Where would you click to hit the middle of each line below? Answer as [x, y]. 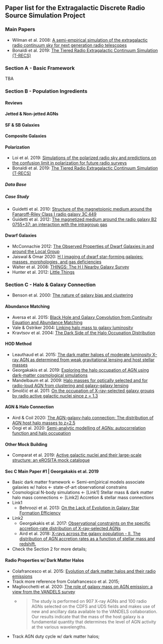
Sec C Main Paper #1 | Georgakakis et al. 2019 [52, 471]
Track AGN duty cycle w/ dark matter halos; [56, 636]
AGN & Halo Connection [30, 407]
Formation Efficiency [40, 513]
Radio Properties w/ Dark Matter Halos [44, 560]
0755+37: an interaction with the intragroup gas [60, 224]
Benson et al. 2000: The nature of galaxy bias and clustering [73, 295]
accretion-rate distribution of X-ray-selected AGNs [70, 528]
